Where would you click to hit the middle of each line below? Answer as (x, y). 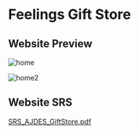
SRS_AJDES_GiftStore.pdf (50, 121)
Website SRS (40, 103)
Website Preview (50, 44)
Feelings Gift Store (70, 15)
